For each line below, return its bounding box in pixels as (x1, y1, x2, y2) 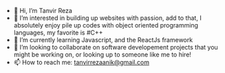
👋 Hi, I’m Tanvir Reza (13, 7, 72, 14)
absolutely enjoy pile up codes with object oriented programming (13, 21, 198, 29)
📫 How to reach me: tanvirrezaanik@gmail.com (13, 59, 150, 66)
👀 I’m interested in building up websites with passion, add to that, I (13, 14, 202, 22)
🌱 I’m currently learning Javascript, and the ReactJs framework (13, 36, 193, 44)
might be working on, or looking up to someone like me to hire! (13, 50, 191, 59)
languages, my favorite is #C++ (13, 28, 103, 36)
